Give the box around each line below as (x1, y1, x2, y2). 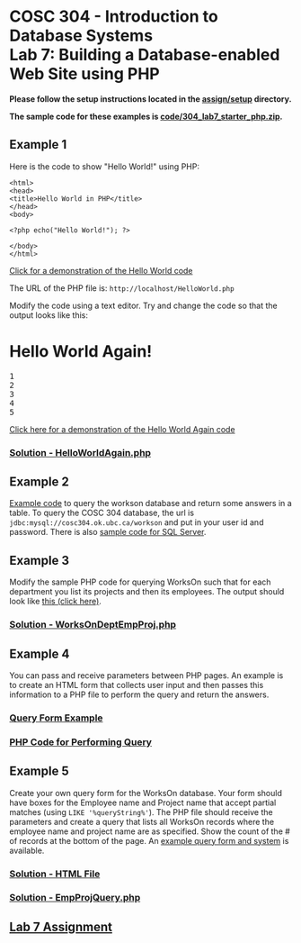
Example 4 (9, 646, 70, 661)
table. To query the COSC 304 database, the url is (9, 507, 195, 519)
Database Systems (9, 25, 154, 46)
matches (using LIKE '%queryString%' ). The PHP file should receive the (9, 806, 273, 817)
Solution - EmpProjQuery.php (9, 892, 141, 904)
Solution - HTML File (9, 867, 101, 880)
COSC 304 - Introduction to (9, 6, 218, 27)
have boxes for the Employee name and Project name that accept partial (9, 797, 277, 808)
